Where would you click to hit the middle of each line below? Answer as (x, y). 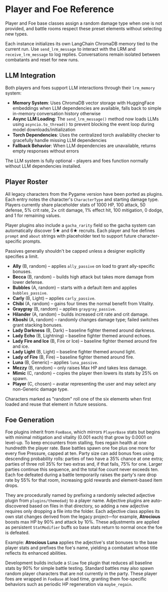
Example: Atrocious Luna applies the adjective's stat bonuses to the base (81, 543)
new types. (17, 34)
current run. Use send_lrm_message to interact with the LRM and (70, 49)
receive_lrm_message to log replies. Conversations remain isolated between (83, 54)
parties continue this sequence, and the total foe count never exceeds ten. (82, 470)
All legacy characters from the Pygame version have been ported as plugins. (84, 194)
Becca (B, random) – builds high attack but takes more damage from (83, 277)
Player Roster (27, 182)
